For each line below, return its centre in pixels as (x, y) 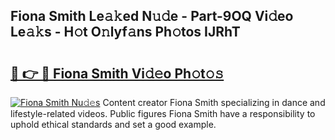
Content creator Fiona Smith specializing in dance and (214, 102)
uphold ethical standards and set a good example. (113, 124)
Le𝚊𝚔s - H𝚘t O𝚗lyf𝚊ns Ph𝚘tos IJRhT (125, 32)
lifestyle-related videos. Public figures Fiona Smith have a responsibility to (163, 113)
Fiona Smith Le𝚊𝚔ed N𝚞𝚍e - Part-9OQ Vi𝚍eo (152, 16)
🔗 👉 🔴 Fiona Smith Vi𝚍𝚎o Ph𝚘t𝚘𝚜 (117, 73)
